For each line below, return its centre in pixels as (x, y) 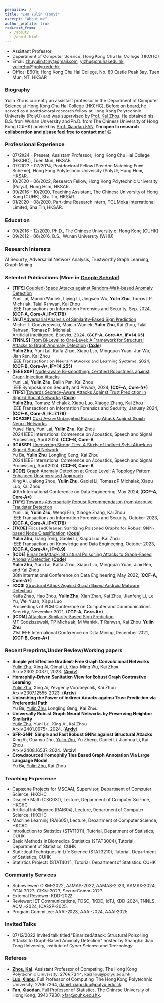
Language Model (30, 760)
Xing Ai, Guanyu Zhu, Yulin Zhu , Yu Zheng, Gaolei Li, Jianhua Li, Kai (80, 739)
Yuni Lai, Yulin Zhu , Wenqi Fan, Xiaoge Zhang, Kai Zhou (69, 513)
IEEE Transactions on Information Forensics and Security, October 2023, (85, 518)
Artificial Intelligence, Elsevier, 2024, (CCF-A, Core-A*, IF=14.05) (78, 335)
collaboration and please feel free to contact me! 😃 (58, 132)
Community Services (31, 875)
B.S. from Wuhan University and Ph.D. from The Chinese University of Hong (82, 121)
